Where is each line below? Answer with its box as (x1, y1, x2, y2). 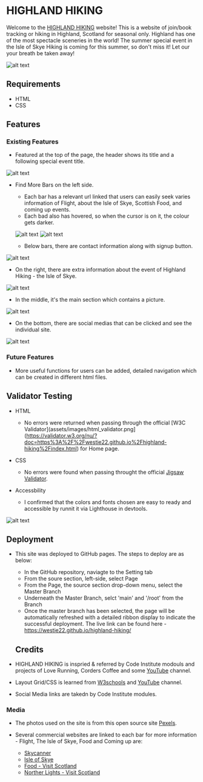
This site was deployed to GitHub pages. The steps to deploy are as (15, 550, 184, 558)
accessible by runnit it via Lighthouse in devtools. (24, 505, 148, 512)
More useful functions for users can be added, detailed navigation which (15, 367, 197, 374)
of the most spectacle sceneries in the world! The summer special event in (6, 36, 193, 44)
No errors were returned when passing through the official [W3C (24, 419, 186, 426)
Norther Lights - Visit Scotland (24, 769, 100, 776)
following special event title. (15, 157, 85, 165)
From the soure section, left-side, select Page (24, 575, 138, 583)
